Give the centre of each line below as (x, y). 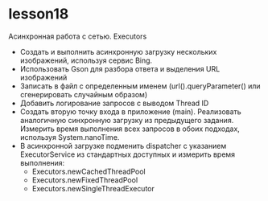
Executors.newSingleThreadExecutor (93, 188)
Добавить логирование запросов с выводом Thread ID (114, 103)
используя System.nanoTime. (70, 137)
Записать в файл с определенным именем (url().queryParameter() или (140, 86)
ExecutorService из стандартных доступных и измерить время (128, 154)
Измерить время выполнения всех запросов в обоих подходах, (130, 129)
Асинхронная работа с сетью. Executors (78, 36)
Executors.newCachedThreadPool (89, 171)
